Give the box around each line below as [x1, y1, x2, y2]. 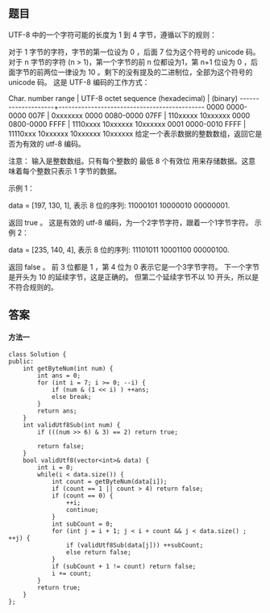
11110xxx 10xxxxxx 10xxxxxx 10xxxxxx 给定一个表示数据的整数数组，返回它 [8, 128, 255, 138]
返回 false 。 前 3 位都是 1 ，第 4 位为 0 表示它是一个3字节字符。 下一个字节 [8, 262, 260, 271]
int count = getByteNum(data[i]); [51, 478, 168, 486]
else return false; [65, 548, 131, 556]
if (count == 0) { [51, 492, 114, 500]
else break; [51, 393, 92, 401]
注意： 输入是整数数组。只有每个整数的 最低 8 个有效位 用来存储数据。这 [8, 156, 249, 166]
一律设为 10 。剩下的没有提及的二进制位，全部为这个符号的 [57, 67, 253, 77]
